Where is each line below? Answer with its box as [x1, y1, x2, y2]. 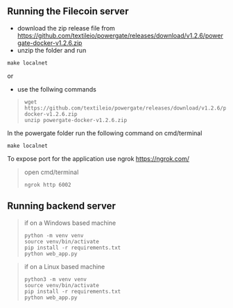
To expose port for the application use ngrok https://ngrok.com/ [7, 154, 189, 162]
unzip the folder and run [17, 46, 87, 54]
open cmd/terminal [24, 168, 79, 176]
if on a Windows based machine [24, 219, 116, 227]
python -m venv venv [24, 232, 84, 239]
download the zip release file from [17, 24, 116, 32]
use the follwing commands [17, 85, 97, 93]
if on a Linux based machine [24, 262, 105, 271]
